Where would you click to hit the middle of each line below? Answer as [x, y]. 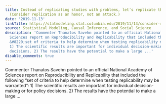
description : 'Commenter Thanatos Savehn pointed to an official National [84, 33]
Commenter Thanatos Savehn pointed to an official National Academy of [79, 70]
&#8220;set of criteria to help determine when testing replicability [84, 42]
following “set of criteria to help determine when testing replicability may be [82, 80]
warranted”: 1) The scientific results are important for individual [69, 86]
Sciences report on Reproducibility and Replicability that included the [75, 75]
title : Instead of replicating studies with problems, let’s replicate [80, 10]
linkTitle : [16, 24]
